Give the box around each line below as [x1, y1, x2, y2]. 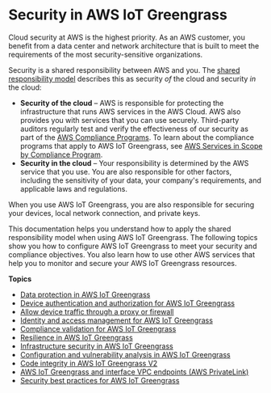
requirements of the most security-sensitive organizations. [8, 49, 203, 59]
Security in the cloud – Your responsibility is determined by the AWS [19, 158, 249, 167]
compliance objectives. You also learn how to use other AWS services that [8, 249, 256, 260]
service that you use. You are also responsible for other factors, [19, 167, 232, 176]
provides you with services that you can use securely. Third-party [19, 115, 240, 125]
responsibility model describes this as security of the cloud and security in [8, 74, 256, 83]
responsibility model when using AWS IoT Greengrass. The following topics [8, 232, 258, 242]
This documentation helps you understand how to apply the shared [8, 224, 231, 234]
